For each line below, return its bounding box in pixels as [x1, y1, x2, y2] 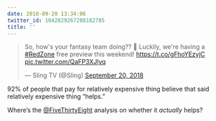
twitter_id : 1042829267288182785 [7, 17, 105, 24]
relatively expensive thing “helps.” [7, 92, 105, 101]
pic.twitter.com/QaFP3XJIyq [24, 58, 107, 66]
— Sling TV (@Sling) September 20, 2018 [24, 71, 144, 79]
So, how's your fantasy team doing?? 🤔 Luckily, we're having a [24, 43, 205, 51]
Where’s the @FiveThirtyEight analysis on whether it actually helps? [7, 106, 203, 115]
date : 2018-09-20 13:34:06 [7, 10, 86, 18]
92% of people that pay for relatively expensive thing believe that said [7, 85, 210, 94]
